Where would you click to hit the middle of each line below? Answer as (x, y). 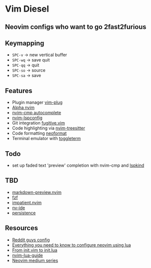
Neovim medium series (35, 260)
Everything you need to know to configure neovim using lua (71, 245)
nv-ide (18, 207)
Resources (22, 228)
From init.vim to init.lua (35, 250)
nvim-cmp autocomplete (37, 113)
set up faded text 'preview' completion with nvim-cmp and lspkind (78, 165)
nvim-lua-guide (27, 255)
